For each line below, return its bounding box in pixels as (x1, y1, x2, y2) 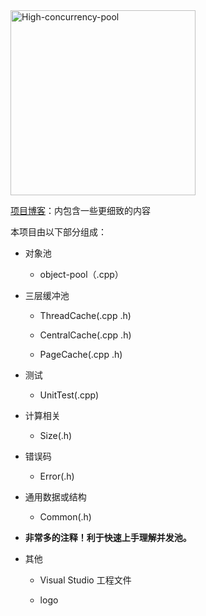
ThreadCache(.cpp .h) (39, 310, 132, 321)
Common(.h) (39, 511, 92, 523)
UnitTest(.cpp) (39, 389, 100, 401)
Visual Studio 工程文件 (39, 574, 132, 586)
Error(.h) (39, 470, 75, 482)
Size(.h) (39, 430, 73, 441)
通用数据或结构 (24, 491, 87, 503)
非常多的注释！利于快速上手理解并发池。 (24, 532, 192, 543)
